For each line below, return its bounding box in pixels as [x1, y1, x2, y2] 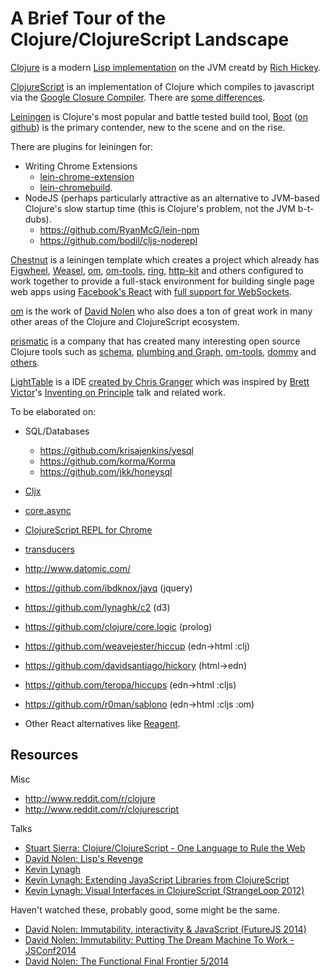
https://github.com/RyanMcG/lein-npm [39, 223, 200, 236]
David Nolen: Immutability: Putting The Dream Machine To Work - [24, 933, 295, 946]
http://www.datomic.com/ [24, 562, 131, 574]
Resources [10, 747, 79, 764]
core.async [24, 504, 72, 516]
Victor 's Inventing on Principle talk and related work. [10, 386, 226, 398]
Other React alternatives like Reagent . [24, 717, 181, 729]
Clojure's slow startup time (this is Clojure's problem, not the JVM [24, 202, 296, 214]
